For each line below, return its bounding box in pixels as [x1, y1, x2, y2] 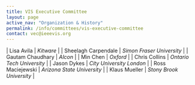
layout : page [6, 14, 39, 20]
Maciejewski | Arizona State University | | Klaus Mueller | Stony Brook [6, 66, 178, 73]
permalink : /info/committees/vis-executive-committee [6, 25, 144, 32]
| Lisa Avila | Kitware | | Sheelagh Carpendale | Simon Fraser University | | [6, 47, 188, 54]
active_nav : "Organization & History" [6, 20, 103, 26]
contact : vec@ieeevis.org [6, 31, 71, 37]
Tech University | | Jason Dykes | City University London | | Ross [6, 60, 166, 67]
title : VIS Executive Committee [6, 8, 87, 15]
